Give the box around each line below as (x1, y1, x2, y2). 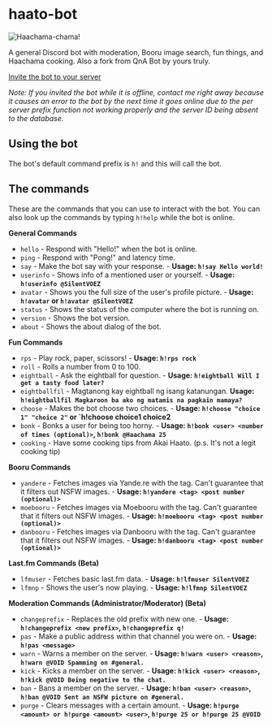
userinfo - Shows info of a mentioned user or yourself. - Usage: (19, 270, 235, 279)
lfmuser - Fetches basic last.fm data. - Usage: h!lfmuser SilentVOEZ (19, 573, 250, 583)
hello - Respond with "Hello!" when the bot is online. (19, 244, 197, 253)
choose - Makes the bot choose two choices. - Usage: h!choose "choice (19, 403, 261, 413)
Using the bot (8, 137, 79, 151)
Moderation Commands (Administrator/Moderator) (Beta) (8, 598, 207, 608)
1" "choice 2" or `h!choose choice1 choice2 (19, 412, 171, 422)
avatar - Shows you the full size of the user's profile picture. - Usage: (19, 287, 254, 296)
